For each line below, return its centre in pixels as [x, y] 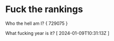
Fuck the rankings [44, 9]
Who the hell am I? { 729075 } [37, 23]
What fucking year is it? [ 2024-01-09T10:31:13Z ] [58, 33]
